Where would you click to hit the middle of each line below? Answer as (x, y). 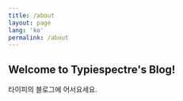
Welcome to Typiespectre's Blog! (92, 69)
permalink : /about (38, 37)
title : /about (32, 15)
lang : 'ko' (26, 30)
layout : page (30, 23)
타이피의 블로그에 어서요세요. (53, 90)
